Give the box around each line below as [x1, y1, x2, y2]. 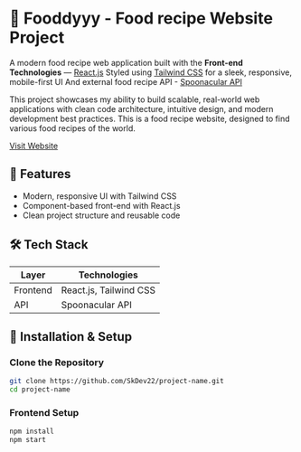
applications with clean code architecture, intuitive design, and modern [9, 103, 274, 114]
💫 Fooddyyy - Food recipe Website [9, 8, 274, 29]
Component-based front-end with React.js [22, 200, 181, 211]
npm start [9, 436, 47, 445]
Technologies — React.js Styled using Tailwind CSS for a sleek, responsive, [9, 67, 292, 78]
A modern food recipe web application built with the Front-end [9, 57, 244, 68]
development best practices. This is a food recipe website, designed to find [9, 113, 291, 124]
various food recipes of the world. [9, 122, 136, 134]
